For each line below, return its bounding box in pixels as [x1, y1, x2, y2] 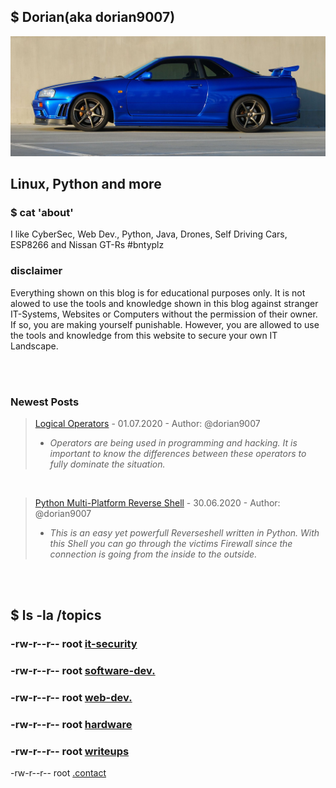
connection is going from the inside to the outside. [49, 548, 258, 560]
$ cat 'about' [10, 206, 74, 220]
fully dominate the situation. [49, 458, 166, 470]
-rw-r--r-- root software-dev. [10, 664, 156, 678]
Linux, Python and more [10, 176, 162, 193]
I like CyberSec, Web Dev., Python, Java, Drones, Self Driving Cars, [10, 228, 288, 240]
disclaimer [10, 264, 63, 278]
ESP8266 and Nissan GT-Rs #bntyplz [10, 239, 165, 251]
